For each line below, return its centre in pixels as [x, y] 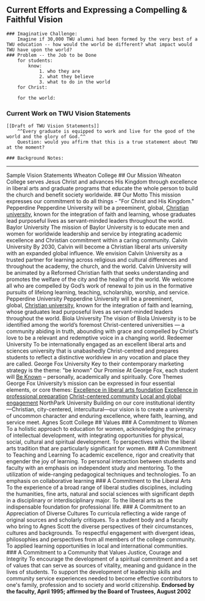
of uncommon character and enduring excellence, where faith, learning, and [102, 416]
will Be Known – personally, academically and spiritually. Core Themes [95, 377]
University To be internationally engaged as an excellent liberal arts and [96, 345]
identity [185, 403]
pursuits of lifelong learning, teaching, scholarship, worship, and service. [98, 293]
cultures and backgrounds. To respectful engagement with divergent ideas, [101, 533]
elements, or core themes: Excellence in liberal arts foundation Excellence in [102, 390]
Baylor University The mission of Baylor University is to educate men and [98, 227]
